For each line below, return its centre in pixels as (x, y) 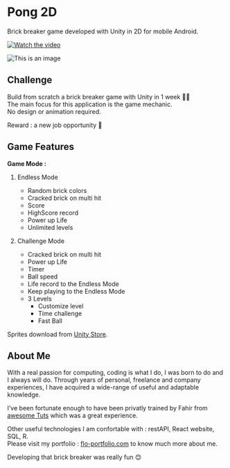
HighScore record (53, 212)
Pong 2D (32, 12)
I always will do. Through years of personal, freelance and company (104, 380)
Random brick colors (57, 190)
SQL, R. (18, 436)
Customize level (61, 306)
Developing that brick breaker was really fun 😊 (74, 457)
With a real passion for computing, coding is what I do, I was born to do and (115, 373)
